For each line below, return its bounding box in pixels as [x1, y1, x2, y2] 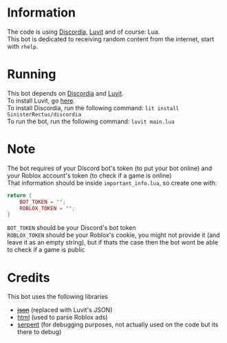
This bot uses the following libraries [7, 293, 109, 301]
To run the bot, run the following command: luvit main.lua [7, 117, 175, 125]
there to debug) [17, 328, 62, 336]
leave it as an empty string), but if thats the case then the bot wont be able [7, 238, 219, 247]
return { [7, 191, 32, 199]
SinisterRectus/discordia [7, 111, 81, 118]
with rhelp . [7, 42, 39, 50]
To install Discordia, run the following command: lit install [7, 103, 180, 112]
